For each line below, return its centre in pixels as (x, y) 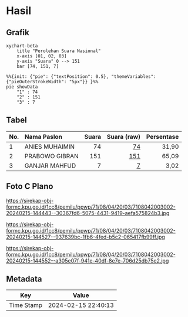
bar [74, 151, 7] (38, 66)
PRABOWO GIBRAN (51, 156)
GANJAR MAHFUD (50, 165)
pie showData (22, 87)
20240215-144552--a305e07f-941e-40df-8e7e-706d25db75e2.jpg (88, 260)
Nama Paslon (43, 137)
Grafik (18, 33)
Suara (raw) (124, 137)
